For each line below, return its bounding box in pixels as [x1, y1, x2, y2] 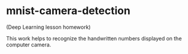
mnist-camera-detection [6, 4, 130, 18]
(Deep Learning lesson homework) [6, 23, 91, 31]
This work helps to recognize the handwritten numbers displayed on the [6, 35, 182, 42]
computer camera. [6, 41, 52, 48]
